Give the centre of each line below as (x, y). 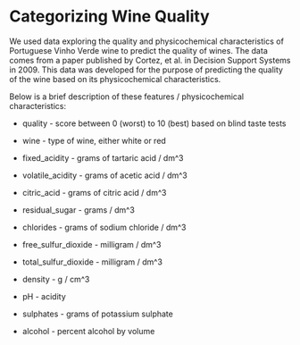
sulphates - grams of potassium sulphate (98, 314)
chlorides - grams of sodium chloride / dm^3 (104, 227)
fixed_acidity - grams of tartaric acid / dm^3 (103, 157)
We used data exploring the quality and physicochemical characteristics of (146, 41)
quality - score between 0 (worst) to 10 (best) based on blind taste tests (154, 123)
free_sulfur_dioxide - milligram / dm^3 (92, 244)
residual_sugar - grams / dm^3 (79, 210)
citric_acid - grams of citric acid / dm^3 (94, 192)
